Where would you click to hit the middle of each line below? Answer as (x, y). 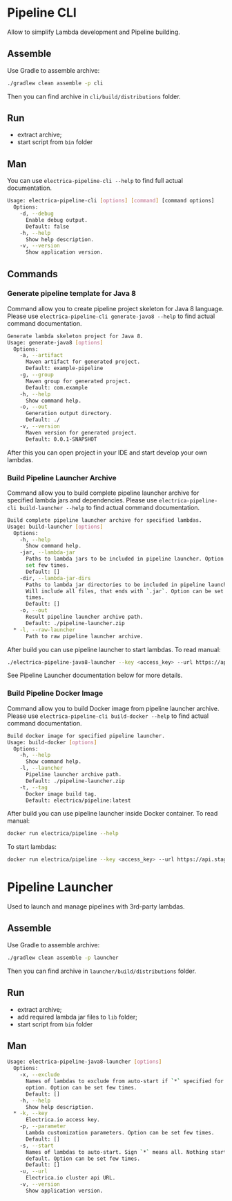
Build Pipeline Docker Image (55, 693)
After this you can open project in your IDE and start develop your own (107, 453)
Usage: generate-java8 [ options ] (55, 342)
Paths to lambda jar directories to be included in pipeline (115, 585)
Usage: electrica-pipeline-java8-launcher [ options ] (85, 1062)
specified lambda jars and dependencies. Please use (82, 500)
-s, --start (37, 1146)
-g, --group (37, 375)
